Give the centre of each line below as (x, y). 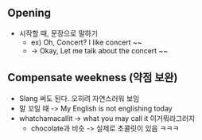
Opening (29, 13)
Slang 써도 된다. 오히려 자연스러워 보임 (79, 98)
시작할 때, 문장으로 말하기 (58, 33)
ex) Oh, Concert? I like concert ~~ (86, 42)
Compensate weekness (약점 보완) (93, 78)
